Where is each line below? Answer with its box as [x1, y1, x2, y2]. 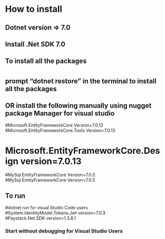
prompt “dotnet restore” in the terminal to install [5, 77, 157, 85]
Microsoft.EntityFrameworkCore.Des [5, 145, 161, 156]
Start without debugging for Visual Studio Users [5, 228, 123, 235]
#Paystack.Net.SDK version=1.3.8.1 [5, 215, 76, 221]
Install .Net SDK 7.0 [5, 40, 66, 48]
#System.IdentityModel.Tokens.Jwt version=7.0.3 [5, 210, 106, 216]
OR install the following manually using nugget [5, 101, 152, 110]
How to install [5, 3, 63, 15]
